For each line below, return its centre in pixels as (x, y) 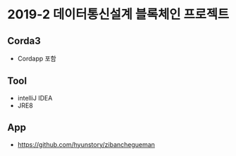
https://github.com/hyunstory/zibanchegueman (86, 144)
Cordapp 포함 (37, 58)
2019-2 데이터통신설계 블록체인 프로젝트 (118, 14)
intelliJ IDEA (35, 98)
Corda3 (24, 40)
